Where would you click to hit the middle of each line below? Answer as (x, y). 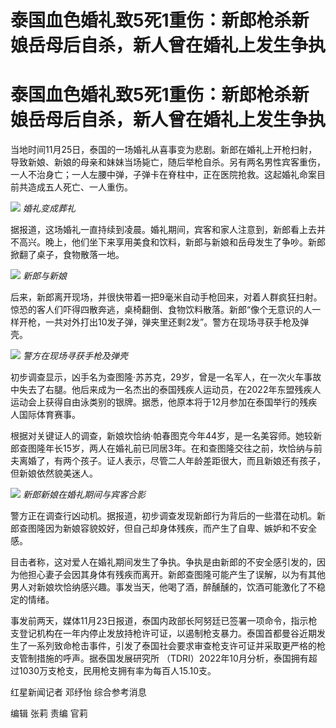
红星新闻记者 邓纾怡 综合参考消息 (78, 692)
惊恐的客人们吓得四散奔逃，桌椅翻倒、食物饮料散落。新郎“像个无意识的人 (161, 310)
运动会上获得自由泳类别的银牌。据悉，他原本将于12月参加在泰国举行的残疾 (164, 402)
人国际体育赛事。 (45, 415)
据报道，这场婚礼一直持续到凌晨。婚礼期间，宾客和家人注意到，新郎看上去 (163, 230)
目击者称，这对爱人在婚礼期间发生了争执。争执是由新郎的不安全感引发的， (163, 562)
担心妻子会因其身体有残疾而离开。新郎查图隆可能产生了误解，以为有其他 (176, 575)
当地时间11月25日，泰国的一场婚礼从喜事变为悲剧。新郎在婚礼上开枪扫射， (164, 150)
